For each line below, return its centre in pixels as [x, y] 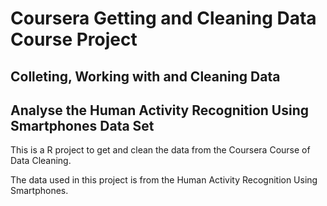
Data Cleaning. [41, 161]
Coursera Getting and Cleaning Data [163, 18]
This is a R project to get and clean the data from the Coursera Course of [160, 150]
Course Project [74, 39]
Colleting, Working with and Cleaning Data [145, 76]
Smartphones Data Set [82, 125]
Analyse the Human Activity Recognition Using [159, 110]
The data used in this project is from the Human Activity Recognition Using [164, 180]
